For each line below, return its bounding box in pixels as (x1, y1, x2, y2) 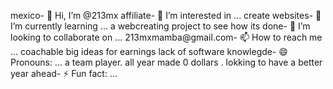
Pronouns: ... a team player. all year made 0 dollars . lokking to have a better (10, 56, 323, 68)
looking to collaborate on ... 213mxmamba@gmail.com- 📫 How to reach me (10, 31, 323, 43)
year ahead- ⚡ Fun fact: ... (10, 68, 118, 79)
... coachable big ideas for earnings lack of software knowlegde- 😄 (10, 46, 288, 57)
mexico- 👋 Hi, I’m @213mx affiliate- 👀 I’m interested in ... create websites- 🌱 (10, 10, 322, 21)
